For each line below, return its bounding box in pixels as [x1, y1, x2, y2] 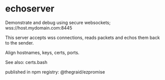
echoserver [5, 3, 55, 14]
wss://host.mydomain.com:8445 [5, 24, 73, 30]
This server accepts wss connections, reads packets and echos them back [5, 34, 160, 40]
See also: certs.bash [5, 59, 48, 65]
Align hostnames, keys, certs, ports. [5, 49, 80, 55]
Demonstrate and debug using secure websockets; [5, 19, 111, 25]
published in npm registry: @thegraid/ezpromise [5, 68, 105, 75]
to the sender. [5, 39, 34, 45]
